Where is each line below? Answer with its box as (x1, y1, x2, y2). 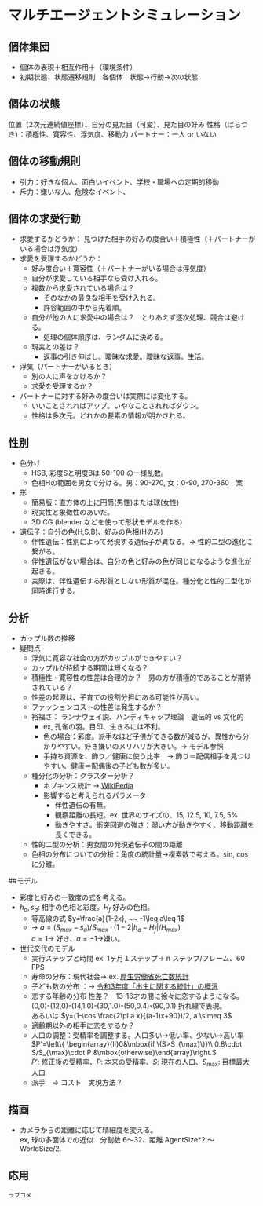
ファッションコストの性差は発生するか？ (31, 703, 163, 712)
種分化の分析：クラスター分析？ (31, 771, 135, 780)
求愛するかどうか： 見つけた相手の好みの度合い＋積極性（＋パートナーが (19, 234, 256, 243)
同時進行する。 (31, 586, 80, 596)
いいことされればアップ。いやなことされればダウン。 (31, 401, 203, 411)
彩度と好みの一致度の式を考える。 (19, 893, 130, 902)
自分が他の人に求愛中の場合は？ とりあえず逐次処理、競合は (31, 312, 232, 322)
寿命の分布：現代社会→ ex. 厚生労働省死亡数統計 (31, 971, 190, 981)
